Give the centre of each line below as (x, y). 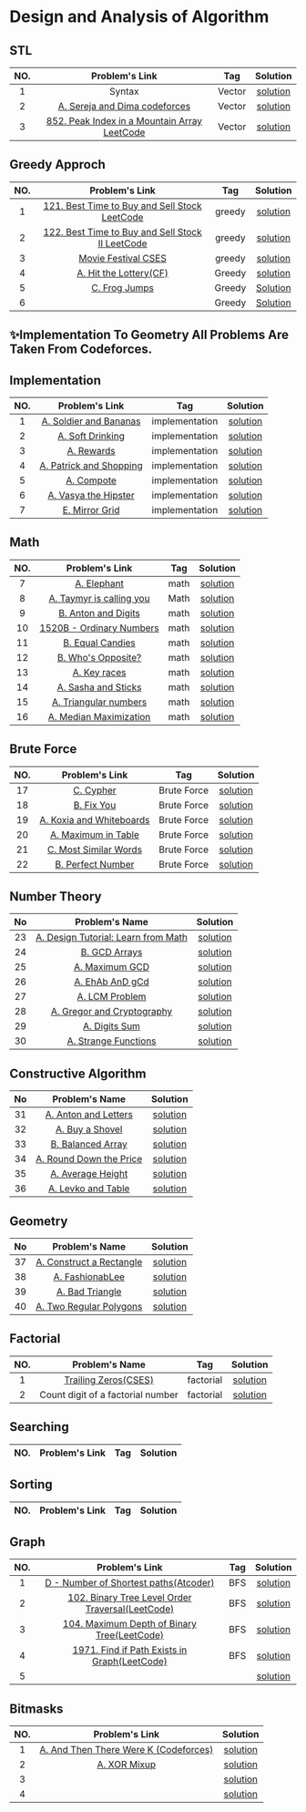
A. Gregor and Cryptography (112, 1012)
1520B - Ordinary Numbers (99, 628)
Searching (40, 1427)
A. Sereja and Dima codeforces (124, 106)
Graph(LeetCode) (130, 1662)
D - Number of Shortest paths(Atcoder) (130, 1583)
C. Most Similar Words (95, 849)
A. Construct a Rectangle (89, 1262)
